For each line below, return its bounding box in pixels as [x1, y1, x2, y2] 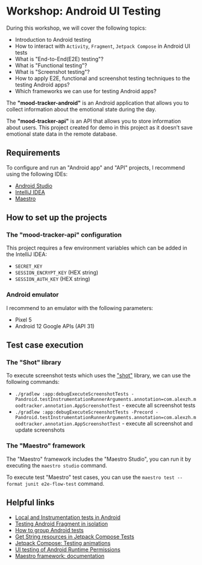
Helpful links [6, 498, 55, 508]
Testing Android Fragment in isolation [14, 520, 109, 527]
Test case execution [6, 340, 84, 351]
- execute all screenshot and [121, 420, 193, 428]
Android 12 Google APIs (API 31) [14, 322, 95, 329]
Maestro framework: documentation [14, 552, 105, 560]
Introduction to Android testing [14, 36, 92, 43]
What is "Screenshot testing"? [14, 68, 90, 75]
